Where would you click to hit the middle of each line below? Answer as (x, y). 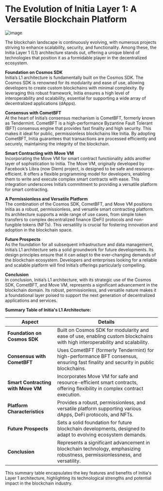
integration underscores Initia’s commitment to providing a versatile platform (81, 184)
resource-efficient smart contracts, (98, 382)
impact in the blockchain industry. (39, 483)
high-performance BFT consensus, (98, 356)
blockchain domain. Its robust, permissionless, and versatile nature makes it (81, 290)
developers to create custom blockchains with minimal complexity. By (75, 88)
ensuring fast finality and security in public (106, 362)
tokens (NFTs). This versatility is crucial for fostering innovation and (90, 224)
